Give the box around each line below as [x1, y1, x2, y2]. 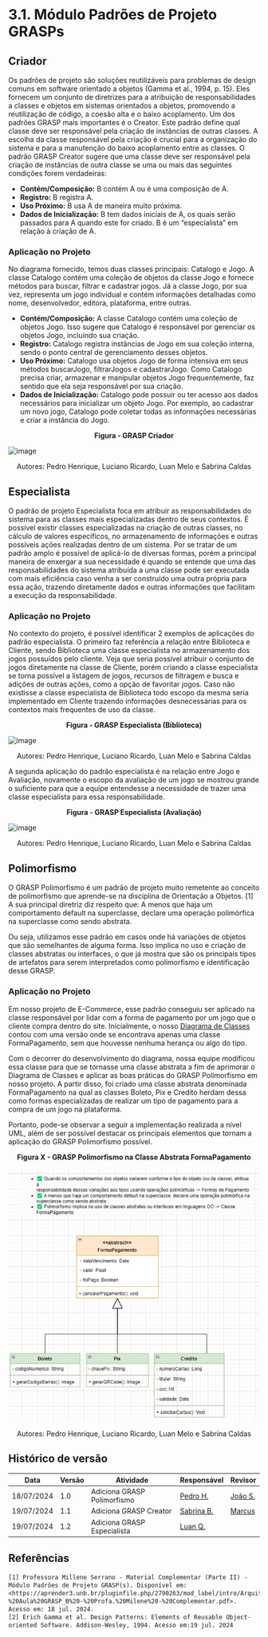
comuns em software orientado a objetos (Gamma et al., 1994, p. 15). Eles [8, 84, 250, 93]
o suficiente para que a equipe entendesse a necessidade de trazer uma [8, 784, 246, 793]
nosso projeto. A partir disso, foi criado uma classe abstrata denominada [8, 1079, 247, 1088]
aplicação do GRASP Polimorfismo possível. [8, 1136, 153, 1146]
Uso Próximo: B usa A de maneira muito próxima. [19, 201, 182, 211]
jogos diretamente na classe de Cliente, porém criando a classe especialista [8, 663, 258, 672]
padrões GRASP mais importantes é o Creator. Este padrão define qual [8, 118, 241, 127]
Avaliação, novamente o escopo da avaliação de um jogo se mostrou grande [8, 775, 259, 785]
